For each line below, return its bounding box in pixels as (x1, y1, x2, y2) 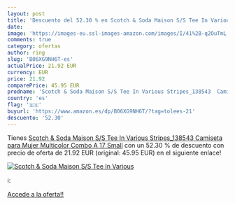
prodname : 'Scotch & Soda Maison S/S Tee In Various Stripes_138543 (7, 88, 211, 95)
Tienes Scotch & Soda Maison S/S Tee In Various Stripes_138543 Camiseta (7, 134, 222, 142)
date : (7, 23, 23, 30)
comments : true (7, 36, 52, 43)
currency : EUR (7, 69, 49, 76)
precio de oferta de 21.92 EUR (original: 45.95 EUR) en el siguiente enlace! (7, 148, 222, 157)
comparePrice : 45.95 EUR (7, 82, 80, 89)
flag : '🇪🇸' (7, 101, 42, 108)
